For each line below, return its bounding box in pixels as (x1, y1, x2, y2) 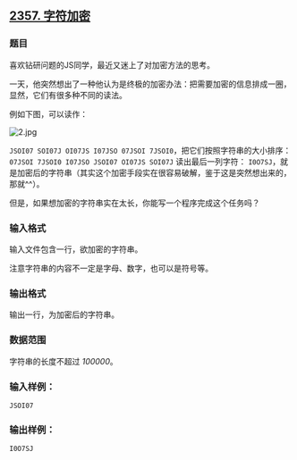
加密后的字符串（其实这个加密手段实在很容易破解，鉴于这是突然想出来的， (16, 167, 292, 178)
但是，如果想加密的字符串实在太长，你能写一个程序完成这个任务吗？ (9, 197, 260, 208)
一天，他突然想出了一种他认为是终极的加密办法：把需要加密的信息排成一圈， (9, 79, 292, 89)
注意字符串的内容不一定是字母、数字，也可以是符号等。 (9, 263, 213, 273)
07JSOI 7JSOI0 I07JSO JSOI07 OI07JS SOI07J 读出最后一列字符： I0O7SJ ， (9, 155, 281, 167)
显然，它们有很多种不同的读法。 (9, 89, 127, 100)
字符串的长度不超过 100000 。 (9, 355, 118, 366)
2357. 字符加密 (9, 8, 91, 24)
